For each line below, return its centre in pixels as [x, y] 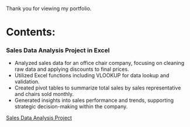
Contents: [31, 32]
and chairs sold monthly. [44, 94]
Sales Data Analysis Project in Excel [58, 50]
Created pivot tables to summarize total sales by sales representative [98, 88]
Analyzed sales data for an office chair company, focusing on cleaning [99, 63]
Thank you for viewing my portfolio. [49, 8]
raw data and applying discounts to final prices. [72, 69]
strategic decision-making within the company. [71, 107]
